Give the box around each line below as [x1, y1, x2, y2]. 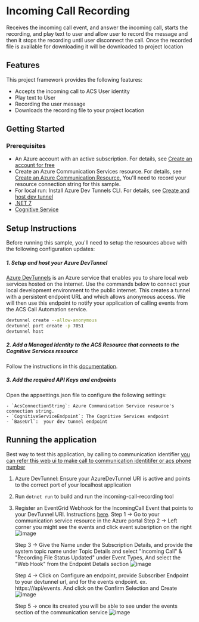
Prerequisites [6, 142, 46, 150]
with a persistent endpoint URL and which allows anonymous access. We [6, 293, 186, 301]
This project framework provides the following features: [6, 76, 143, 83]
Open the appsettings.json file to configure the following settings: [6, 391, 167, 398]
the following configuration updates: [6, 246, 95, 253]
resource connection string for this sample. [14, 181, 121, 188]
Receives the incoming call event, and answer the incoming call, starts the [6, 24, 188, 31]
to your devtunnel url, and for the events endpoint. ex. [14, 578, 147, 585]
